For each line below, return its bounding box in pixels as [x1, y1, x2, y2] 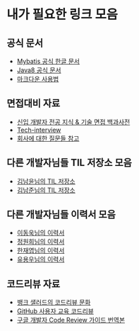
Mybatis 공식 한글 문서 [16, 57, 80, 65]
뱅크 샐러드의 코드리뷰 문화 [16, 298, 91, 307]
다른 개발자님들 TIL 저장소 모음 [6, 157, 132, 169]
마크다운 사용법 [16, 75, 59, 83]
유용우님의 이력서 [16, 255, 65, 264]
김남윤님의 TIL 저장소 [16, 176, 75, 185]
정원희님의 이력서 [16, 237, 65, 246]
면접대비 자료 [6, 97, 61, 110]
